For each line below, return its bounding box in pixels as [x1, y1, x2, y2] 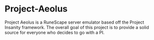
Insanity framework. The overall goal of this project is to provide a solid [4, 24, 149, 30]
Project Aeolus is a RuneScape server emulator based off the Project [4, 19, 144, 25]
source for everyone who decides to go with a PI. [4, 29, 105, 35]
